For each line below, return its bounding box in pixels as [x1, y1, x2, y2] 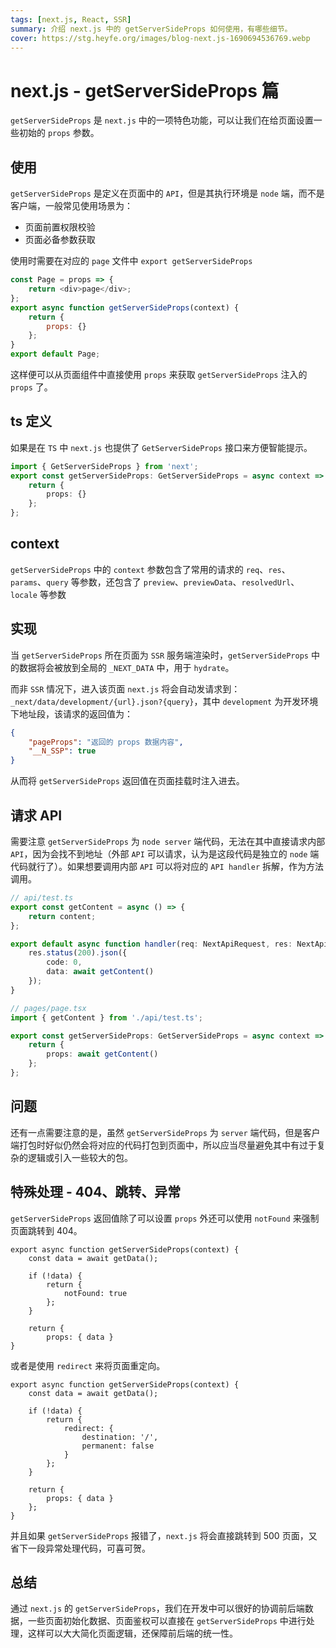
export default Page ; [10, 349, 101, 360]
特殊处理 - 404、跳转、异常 [10, 1184, 182, 1201]
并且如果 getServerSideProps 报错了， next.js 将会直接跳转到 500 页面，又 [10, 1529, 318, 1541]
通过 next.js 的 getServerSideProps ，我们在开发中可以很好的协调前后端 [10, 1602, 305, 1615]
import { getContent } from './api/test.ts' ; [10, 1012, 203, 1023]
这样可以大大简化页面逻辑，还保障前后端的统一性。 [27, 1627, 238, 1640]
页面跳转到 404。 [10, 1224, 83, 1236]
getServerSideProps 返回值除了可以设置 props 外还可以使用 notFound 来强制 [10, 1212, 320, 1224]
